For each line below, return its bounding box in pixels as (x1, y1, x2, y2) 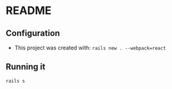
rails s (5, 77, 26, 84)
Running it (5, 62, 46, 72)
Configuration (5, 28, 60, 38)
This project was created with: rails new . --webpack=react (14, 44, 166, 51)
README (5, 4, 52, 18)
